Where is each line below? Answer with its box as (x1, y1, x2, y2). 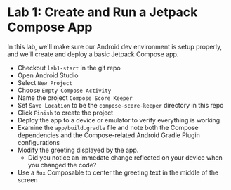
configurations (17, 138, 60, 146)
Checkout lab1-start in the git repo (17, 63, 121, 72)
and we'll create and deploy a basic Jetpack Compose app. (7, 50, 179, 58)
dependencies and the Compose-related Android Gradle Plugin (17, 131, 200, 139)
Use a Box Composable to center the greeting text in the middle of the (17, 168, 219, 177)
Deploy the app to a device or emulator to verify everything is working (17, 115, 220, 124)
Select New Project (17, 78, 72, 87)
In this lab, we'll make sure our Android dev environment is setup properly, (7, 42, 223, 51)
